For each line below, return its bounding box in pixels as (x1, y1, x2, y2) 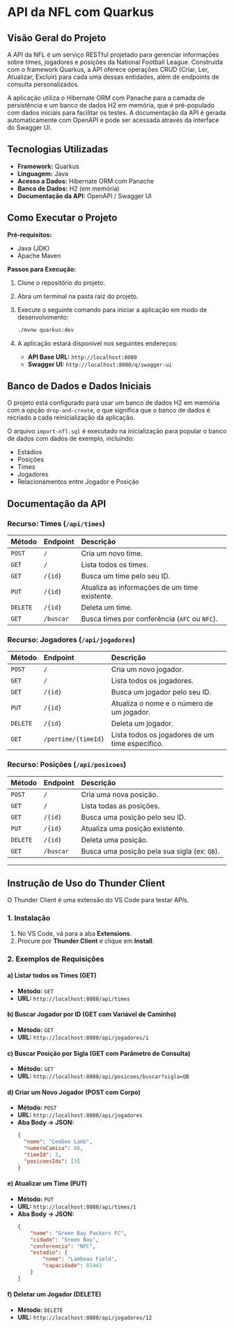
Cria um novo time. (81, 549, 143, 558)
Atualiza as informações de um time (81, 583, 198, 592)
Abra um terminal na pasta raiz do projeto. (17, 292, 139, 300)
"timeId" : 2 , (24, 1151, 62, 1158)
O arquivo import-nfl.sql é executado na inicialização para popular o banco (7, 427, 227, 435)
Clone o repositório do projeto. (17, 278, 106, 287)
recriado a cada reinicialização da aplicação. (7, 413, 136, 422)
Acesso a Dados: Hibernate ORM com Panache (17, 177, 155, 185)
